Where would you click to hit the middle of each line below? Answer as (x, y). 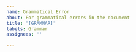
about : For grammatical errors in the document (68, 18)
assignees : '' (25, 34)
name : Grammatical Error (38, 12)
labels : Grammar (27, 29)
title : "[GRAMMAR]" (31, 23)
